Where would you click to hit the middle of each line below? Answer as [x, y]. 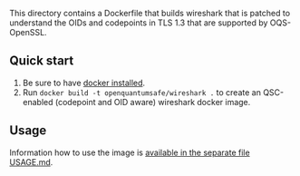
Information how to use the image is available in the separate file [130, 152]
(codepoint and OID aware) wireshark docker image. [153, 102]
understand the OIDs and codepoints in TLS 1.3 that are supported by [139, 23]
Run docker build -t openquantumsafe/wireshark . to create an [141, 92]
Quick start [42, 61]
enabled [38, 102]
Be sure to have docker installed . [84, 83]
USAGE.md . [31, 161]
